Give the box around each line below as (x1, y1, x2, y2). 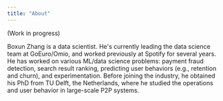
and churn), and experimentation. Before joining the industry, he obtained (7, 71, 215, 80)
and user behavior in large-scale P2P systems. (7, 86, 140, 94)
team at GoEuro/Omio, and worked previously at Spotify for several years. (7, 49, 217, 58)
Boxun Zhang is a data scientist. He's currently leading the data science (7, 42, 211, 50)
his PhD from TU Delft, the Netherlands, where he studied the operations (7, 78, 213, 87)
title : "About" (7, 10, 51, 17)
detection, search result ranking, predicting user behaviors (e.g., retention (7, 64, 217, 72)
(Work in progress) (7, 29, 61, 37)
